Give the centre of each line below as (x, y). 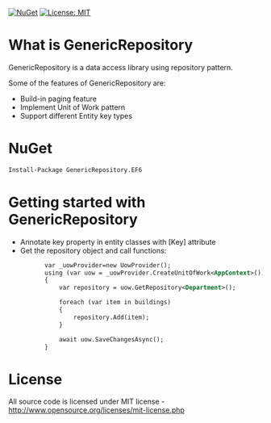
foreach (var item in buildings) (115, 303)
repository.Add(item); (111, 317)
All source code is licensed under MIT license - (87, 402)
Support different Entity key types (76, 115)
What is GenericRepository (101, 45)
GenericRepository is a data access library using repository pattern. (121, 67)
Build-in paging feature (58, 98)
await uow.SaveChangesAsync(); (111, 339)
